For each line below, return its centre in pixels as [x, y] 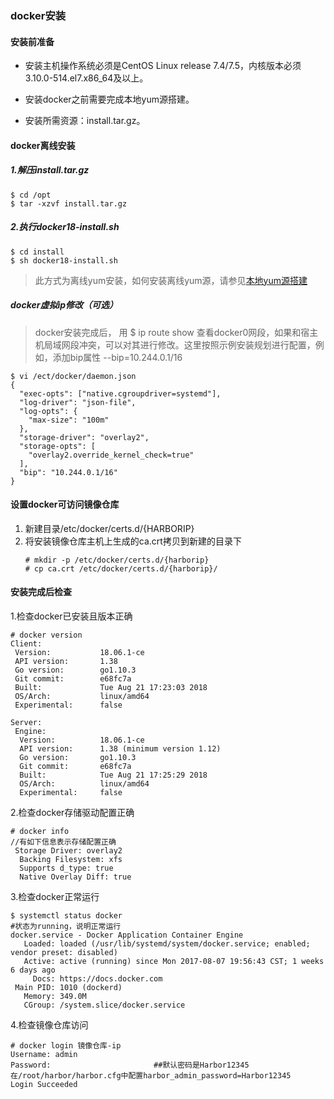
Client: [26, 644]
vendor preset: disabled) [64, 953]
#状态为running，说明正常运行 [66, 927]
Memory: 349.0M [55, 997]
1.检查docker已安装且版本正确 [71, 616]
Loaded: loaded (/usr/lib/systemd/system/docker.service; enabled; [167, 944]
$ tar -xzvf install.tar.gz [69, 203]
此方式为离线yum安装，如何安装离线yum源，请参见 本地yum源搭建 [171, 280]
